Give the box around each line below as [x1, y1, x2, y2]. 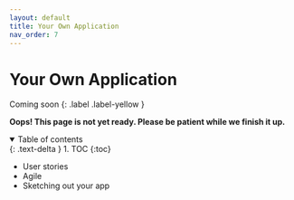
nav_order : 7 [9, 30, 59, 39]
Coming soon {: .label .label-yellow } [9, 99, 145, 110]
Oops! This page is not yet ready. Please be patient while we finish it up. [9, 117, 286, 128]
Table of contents [17, 134, 83, 145]
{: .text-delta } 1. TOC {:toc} [9, 144, 111, 155]
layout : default [9, 13, 71, 23]
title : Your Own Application [9, 22, 119, 31]
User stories [22, 161, 69, 172]
